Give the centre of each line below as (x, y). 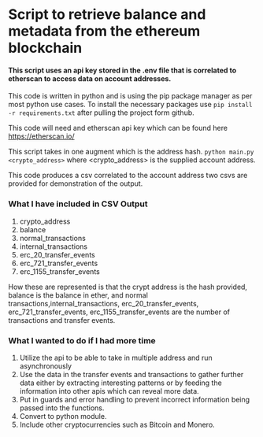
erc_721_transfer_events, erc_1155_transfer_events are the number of (119, 312)
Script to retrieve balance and (107, 15)
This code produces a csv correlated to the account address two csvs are (128, 176)
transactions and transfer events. (62, 320)
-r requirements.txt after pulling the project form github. (101, 113)
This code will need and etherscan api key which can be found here (118, 128)
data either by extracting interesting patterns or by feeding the (120, 383)
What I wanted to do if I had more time (82, 340)
